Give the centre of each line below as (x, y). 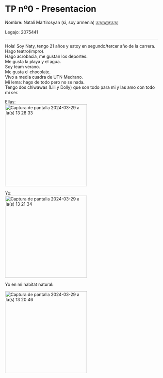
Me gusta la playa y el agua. (33, 61)
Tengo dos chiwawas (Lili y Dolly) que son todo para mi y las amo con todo (80, 87)
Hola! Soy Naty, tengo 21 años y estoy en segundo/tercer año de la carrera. (80, 46)
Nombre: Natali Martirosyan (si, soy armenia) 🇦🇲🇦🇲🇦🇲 (62, 22)
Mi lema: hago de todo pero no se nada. (45, 82)
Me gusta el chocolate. (28, 72)
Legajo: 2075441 (22, 32)
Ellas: (10, 102)
